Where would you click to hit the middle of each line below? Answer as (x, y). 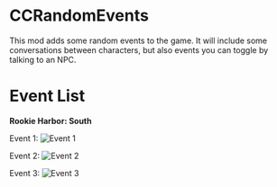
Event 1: (24, 138)
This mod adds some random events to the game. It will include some (138, 40)
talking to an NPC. (43, 59)
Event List (47, 96)
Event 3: (25, 173)
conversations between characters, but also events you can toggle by (139, 49)
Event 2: (25, 156)
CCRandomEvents (79, 16)
